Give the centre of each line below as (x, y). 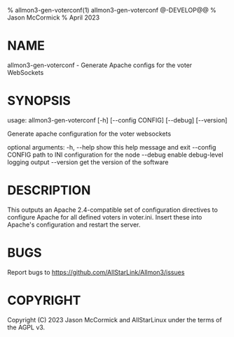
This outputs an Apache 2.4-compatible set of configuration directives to (113, 210)
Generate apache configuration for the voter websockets (89, 134)
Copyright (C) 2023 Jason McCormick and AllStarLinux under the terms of (115, 320)
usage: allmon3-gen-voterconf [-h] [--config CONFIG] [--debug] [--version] (117, 120)
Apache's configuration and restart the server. (74, 224)
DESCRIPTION (49, 191)
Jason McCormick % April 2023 (54, 17)
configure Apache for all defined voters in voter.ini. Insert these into (105, 217)
